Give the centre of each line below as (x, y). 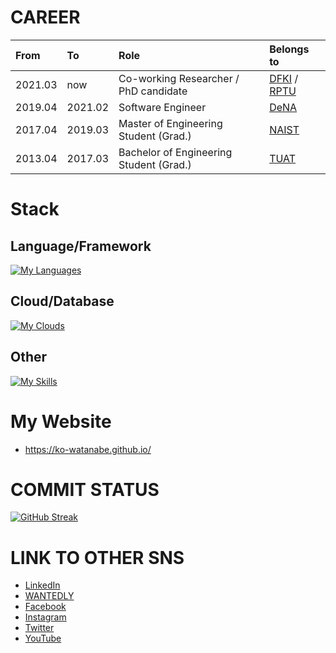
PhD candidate (153, 91)
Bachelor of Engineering (175, 152)
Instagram (45, 617)
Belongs (289, 49)
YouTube (43, 638)
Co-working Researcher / (179, 78)
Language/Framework (81, 246)
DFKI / (284, 78)
